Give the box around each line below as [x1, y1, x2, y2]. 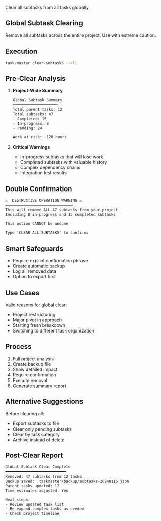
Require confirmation [12, 371, 56, 378]
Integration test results [20, 170, 67, 176]
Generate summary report [12, 383, 67, 389]
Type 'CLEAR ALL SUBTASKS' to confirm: [5, 230, 89, 235]
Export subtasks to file [12, 420, 59, 427]
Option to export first [12, 274, 56, 280]
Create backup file [12, 361, 51, 367]
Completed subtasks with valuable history [20, 159, 107, 165]
